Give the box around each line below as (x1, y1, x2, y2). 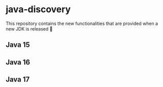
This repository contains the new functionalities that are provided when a (6, 20, 158, 26)
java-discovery (6, 4, 71, 15)
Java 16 (6, 57, 30, 67)
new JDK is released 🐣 (6, 25, 53, 32)
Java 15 (6, 41, 30, 49)
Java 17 (6, 75, 30, 84)
